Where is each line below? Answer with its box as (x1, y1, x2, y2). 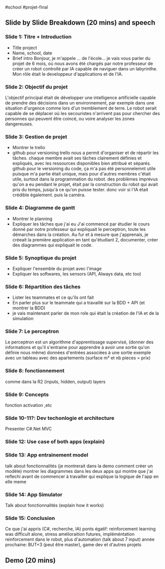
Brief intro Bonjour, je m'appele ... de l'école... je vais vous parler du (12, 55, 151, 61)
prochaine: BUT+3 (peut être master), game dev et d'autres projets (5, 542, 142, 548)
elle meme (5, 478, 26, 485)
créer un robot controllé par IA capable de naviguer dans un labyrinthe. (12, 65, 158, 71)
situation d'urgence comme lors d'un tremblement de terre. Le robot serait (5, 105, 157, 111)
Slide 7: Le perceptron (5, 328, 59, 335)
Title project (12, 45, 37, 51)
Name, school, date (12, 50, 53, 56)
